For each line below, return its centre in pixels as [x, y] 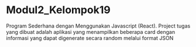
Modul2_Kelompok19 [59, 10]
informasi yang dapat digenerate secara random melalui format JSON [90, 38]
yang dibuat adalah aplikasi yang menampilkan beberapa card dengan [91, 32]
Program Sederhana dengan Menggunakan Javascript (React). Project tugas [98, 26]
